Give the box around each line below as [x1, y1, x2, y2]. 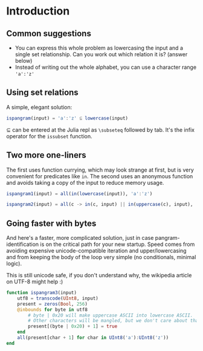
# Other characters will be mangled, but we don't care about [28, 318, 188, 324]
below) [14, 57, 33, 64]
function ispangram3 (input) [6, 290, 77, 296]
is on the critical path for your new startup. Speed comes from [40, 240, 195, 248]
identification [6, 240, 39, 248]
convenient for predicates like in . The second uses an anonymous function [6, 172, 193, 179]
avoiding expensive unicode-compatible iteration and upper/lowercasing [6, 247, 187, 254]
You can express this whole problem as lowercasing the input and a [14, 44, 183, 51]
